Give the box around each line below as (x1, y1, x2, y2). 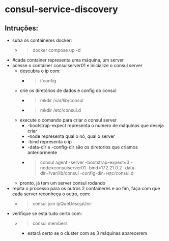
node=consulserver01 (40, 165, 86, 171)
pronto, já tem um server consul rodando (19, 180, 105, 186)
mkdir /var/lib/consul (40, 98, 83, 103)
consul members (32, 220, 68, 226)
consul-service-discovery (5, 4, 118, 15)
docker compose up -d (32, 47, 81, 53)
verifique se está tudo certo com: (12, 210, 82, 217)
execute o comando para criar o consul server (19, 117, 117, 123)
